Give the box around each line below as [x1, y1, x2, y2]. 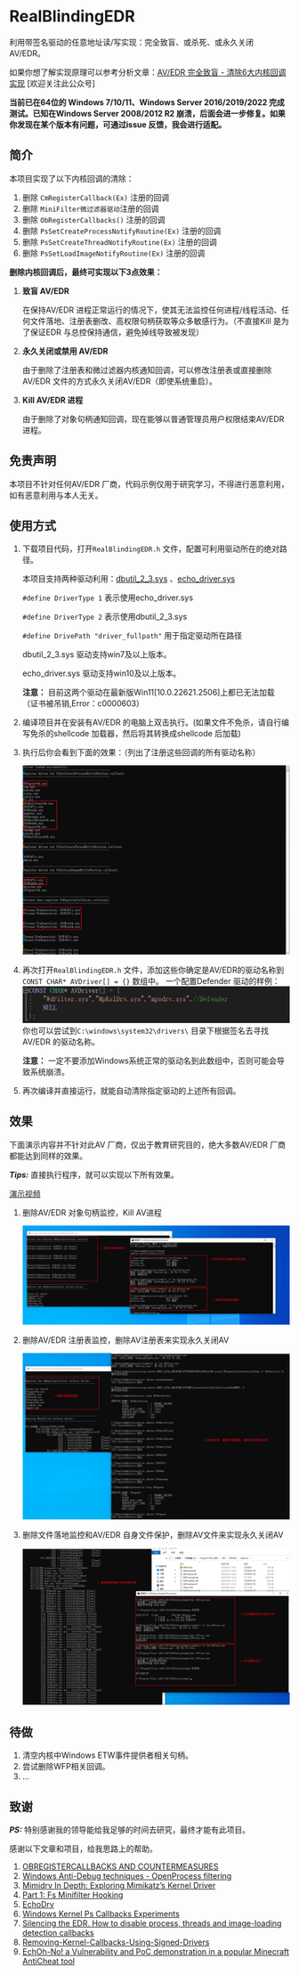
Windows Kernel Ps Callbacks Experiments [21, 1908, 180, 1920]
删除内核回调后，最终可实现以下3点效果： [9, 266, 163, 277]
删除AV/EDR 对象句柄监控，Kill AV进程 [21, 1207, 163, 1217]
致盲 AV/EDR [21, 285, 69, 296]
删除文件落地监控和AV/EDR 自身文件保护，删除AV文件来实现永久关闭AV [21, 1530, 284, 1540]
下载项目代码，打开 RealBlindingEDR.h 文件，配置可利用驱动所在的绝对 [21, 543, 280, 554]
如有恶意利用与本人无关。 [9, 490, 103, 500]
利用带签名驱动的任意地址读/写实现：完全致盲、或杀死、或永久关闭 [9, 37, 255, 47]
